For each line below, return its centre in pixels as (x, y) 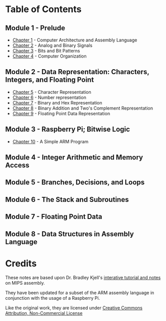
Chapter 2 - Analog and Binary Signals (52, 45)
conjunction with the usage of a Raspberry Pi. (52, 298)
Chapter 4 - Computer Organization (49, 56)
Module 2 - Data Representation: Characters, (77, 72)
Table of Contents (43, 9)
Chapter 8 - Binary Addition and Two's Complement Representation (82, 108)
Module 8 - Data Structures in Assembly (70, 234)
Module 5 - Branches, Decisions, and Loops (75, 182)
